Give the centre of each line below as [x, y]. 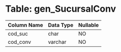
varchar [57, 42]
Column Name [25, 25]
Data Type [61, 25]
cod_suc [18, 34]
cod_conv [20, 42]
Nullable [88, 25]
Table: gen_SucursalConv [61, 9]
